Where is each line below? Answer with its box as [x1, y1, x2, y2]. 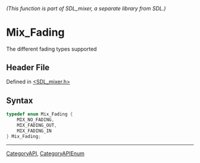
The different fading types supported [6, 45, 97, 52]
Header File [6, 62, 50, 73]
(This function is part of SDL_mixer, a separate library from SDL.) [6, 5, 166, 12]
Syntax [6, 95, 33, 105]
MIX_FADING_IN [17, 128, 52, 134]
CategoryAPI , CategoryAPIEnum [6, 149, 85, 157]
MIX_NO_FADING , [17, 117, 55, 123]
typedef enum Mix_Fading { [6, 111, 73, 117]
